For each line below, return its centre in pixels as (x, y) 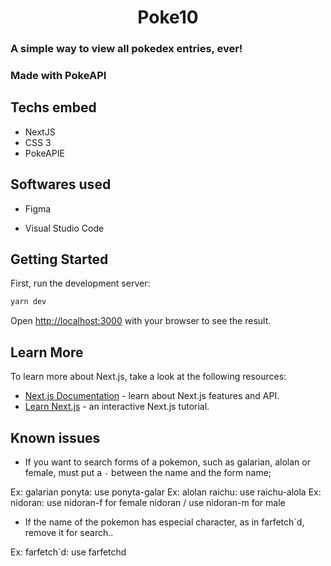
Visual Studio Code (64, 228)
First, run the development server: (80, 283)
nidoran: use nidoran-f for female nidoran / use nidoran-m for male (148, 502)
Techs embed (53, 107)
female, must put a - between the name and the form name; (148, 472)
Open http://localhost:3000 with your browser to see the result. (141, 321)
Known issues (55, 437)
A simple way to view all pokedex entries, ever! (126, 49)
